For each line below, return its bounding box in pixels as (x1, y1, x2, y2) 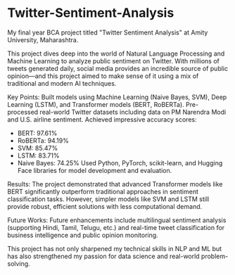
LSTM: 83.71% (17, 151, 60, 160)
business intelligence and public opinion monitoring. (7, 231, 158, 239)
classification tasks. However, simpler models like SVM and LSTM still (7, 195, 210, 203)
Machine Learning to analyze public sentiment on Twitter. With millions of (7, 56, 220, 65)
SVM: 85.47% (17, 143, 58, 152)
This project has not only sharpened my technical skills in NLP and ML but (7, 244, 222, 252)
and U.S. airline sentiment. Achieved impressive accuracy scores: (7, 115, 197, 124)
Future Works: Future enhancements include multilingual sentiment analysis (7, 216, 227, 224)
